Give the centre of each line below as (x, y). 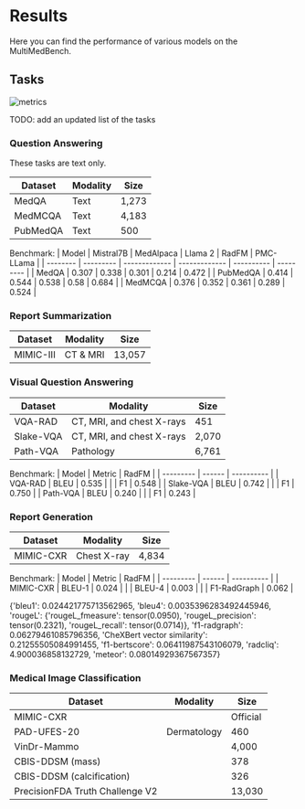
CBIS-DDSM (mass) (58, 761)
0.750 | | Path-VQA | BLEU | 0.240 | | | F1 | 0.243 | (103, 493)
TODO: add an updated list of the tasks (83, 119)
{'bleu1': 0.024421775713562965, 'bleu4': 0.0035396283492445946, (141, 605)
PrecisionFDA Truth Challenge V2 (86, 792)
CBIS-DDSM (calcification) (72, 776)
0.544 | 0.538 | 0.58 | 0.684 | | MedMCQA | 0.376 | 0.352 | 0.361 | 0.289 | (147, 282)
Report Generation (52, 516)
